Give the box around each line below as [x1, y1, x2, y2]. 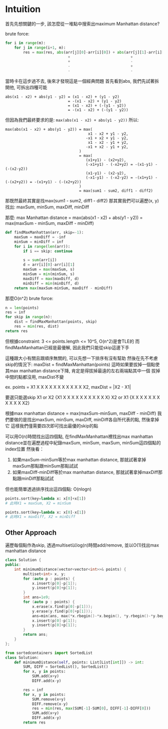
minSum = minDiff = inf [14, 239, 64, 244]
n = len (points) [5, 305, 39, 310]
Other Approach [5, 528, 56, 537]
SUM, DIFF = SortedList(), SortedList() [23, 664, 108, 669]
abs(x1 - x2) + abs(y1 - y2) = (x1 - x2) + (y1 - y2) [5, 94, 120, 100]
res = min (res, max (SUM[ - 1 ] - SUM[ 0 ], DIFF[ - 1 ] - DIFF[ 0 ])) [31, 706, 151, 711]
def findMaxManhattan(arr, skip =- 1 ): [5, 230, 84, 235]
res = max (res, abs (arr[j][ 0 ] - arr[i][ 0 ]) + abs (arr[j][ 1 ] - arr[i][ [23, 50, 164, 55]
